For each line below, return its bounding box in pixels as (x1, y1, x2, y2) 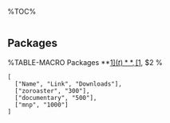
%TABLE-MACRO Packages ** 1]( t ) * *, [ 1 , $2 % (7, 57, 163, 67)
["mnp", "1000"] (14, 101, 69, 109)
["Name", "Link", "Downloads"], (14, 79, 123, 88)
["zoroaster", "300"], (14, 86, 90, 94)
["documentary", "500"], (14, 94, 97, 102)
